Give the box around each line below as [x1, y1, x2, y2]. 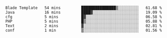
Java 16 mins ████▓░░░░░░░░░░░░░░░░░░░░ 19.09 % [5, 10, 162, 15]
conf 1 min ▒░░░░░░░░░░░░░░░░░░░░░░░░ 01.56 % [5, 28, 162, 33]
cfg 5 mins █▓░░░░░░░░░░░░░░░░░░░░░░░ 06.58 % [5, 14, 162, 20]
